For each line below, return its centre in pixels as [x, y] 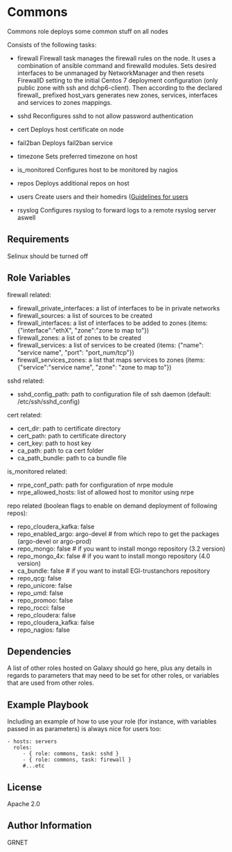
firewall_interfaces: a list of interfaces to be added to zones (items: [112, 323]
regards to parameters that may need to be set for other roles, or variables [113, 676]
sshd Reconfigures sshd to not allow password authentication [105, 116]
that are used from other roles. [51, 683]
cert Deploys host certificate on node [70, 129]
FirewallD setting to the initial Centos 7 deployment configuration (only [117, 80]
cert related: [25, 415]
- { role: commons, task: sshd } [71, 754]
